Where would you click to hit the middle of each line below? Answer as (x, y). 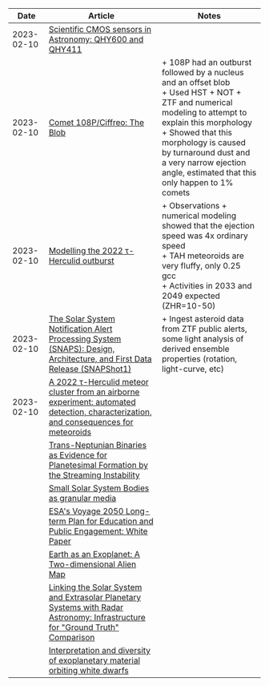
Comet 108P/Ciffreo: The (96, 122)
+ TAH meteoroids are (203, 256)
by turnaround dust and (206, 153)
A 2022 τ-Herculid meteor (99, 382)
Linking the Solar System (95, 587)
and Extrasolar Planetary (95, 597)
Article (101, 16)
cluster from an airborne (94, 392)
